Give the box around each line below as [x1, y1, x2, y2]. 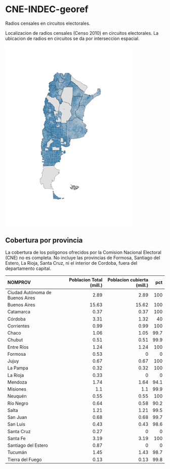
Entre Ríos [7, 344, 29, 350]
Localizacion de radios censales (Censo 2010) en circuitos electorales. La [5, 30, 159, 36]
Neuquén [7, 393, 27, 399]
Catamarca [7, 309, 30, 315]
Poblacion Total [69, 276, 103, 283]
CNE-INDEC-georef [5, 4, 89, 15]
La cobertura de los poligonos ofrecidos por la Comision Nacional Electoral [5, 249, 162, 256]
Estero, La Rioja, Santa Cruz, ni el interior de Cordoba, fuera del [5, 260, 138, 266]
